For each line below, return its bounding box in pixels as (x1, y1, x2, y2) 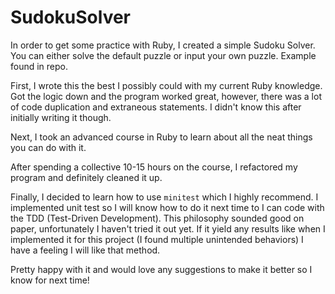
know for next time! (10, 274, 90, 286)
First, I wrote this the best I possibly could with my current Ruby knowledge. (10, 79, 323, 91)
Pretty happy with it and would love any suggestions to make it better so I (10, 263, 313, 275)
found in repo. (10, 60, 69, 72)
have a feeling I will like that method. (10, 244, 161, 256)
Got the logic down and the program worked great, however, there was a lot (10, 90, 322, 102)
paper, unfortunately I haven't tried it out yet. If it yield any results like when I (10, 222, 326, 235)
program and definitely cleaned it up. (10, 171, 163, 183)
